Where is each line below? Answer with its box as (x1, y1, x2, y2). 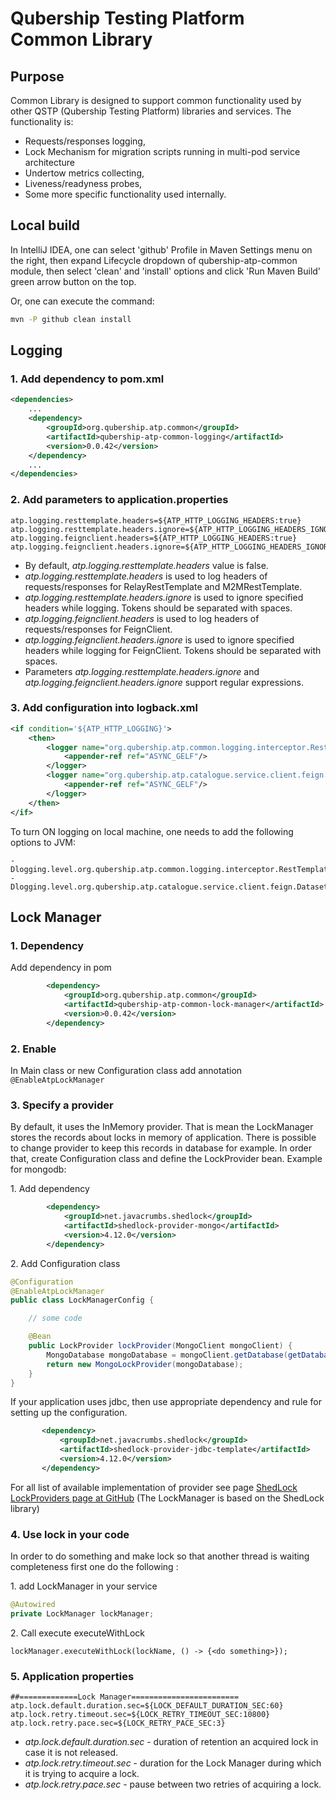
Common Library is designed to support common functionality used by (10, 95, 302, 106)
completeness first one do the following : (10, 1561, 179, 1573)
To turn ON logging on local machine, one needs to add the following (10, 825, 294, 837)
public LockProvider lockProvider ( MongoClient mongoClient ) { (28, 1341, 293, 1351)
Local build (10, 217, 81, 234)
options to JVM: (10, 836, 77, 848)
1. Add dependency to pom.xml (10, 372, 165, 386)
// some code (28, 1313, 83, 1324)
